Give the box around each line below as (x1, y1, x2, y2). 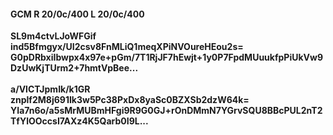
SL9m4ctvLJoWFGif (10, 30, 97, 42)
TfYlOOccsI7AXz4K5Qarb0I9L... (10, 115, 149, 127)
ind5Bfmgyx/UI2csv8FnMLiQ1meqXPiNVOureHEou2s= (10, 41, 244, 53)
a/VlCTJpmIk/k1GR (10, 83, 91, 95)
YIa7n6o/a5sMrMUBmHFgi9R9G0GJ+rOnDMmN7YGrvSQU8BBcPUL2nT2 (10, 105, 323, 117)
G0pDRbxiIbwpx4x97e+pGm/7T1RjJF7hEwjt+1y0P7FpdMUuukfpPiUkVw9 (10, 51, 324, 64)
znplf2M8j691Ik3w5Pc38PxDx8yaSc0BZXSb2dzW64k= (10, 94, 250, 106)
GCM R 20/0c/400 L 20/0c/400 (10, 8, 145, 20)
